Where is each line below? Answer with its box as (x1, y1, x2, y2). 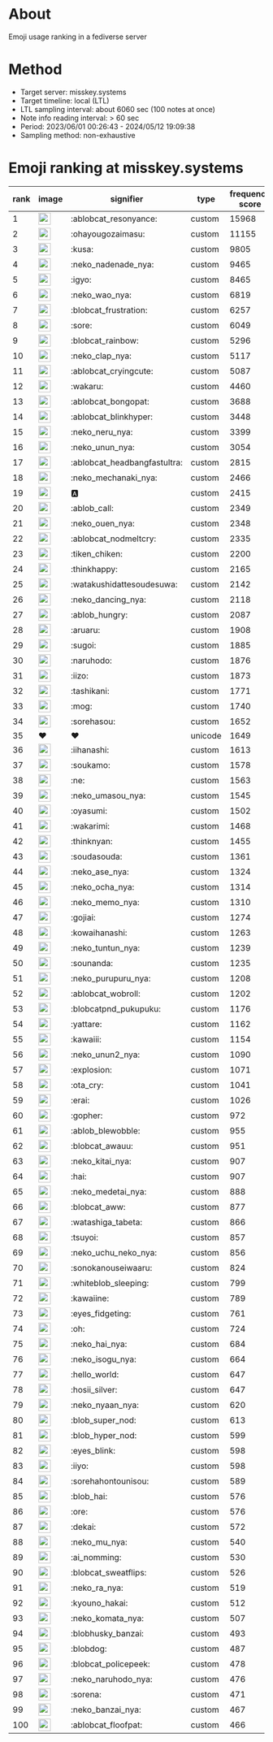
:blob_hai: (70, 1490, 108, 1501)
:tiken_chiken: (70, 548, 123, 559)
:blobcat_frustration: (70, 304, 148, 315)
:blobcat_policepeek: (70, 1658, 150, 1670)
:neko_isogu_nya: (70, 1354, 136, 1365)
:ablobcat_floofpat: (70, 1719, 143, 1731)
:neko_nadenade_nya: (70, 258, 154, 270)
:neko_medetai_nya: (70, 1185, 147, 1197)
